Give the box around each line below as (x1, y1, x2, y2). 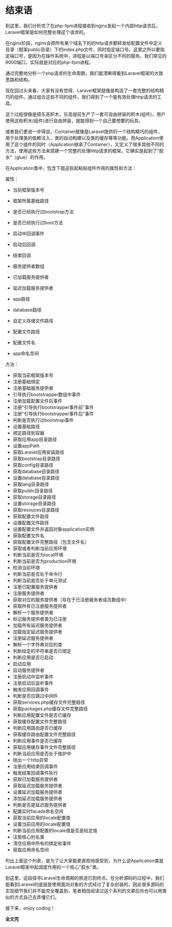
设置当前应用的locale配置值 (12, 821, 71, 827)
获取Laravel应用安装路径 (12, 449, 64, 455)
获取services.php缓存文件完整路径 (12, 699, 85, 705)
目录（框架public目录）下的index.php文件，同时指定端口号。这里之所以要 (5, 46, 160, 52)
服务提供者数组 (12, 263, 45, 269)
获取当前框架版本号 (12, 372, 54, 378)
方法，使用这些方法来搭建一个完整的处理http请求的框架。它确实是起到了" (5, 147, 160, 154)
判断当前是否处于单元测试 (12, 577, 67, 583)
